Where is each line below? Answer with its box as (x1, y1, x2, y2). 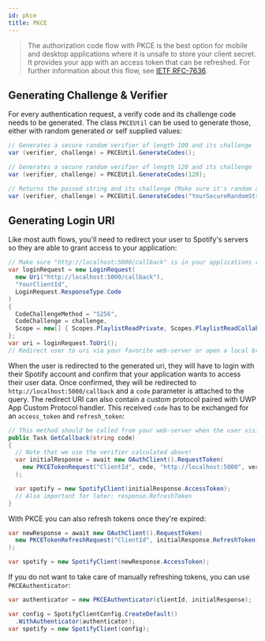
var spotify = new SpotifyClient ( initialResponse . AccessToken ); (15, 485, 231, 493)
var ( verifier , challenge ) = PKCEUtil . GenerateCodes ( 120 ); (8, 171, 207, 178)
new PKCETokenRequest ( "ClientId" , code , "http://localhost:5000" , (22, 463, 245, 471)
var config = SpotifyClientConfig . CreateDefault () (8, 609, 178, 618)
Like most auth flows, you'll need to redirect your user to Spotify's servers (8, 234, 248, 245)
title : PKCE (8, 19, 47, 27)
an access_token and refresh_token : (8, 411, 125, 421)
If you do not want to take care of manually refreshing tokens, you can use (8, 572, 250, 581)
